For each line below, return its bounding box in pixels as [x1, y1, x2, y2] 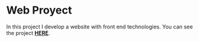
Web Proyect [6, 4, 72, 17]
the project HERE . [6, 29, 50, 36]
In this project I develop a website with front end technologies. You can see [6, 23, 193, 30]
